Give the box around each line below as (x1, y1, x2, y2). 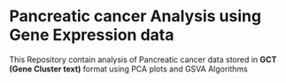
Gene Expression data (9, 25, 174, 45)
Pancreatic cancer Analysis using (9, 6, 262, 26)
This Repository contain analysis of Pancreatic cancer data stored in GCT (9, 54, 277, 64)
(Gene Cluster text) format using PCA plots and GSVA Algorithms (9, 64, 248, 74)
